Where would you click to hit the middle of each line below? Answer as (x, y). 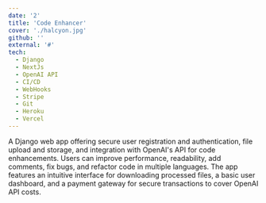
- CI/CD (28, 82)
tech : (17, 52)
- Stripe (30, 97)
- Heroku (30, 112)
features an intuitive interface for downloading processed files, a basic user (132, 174)
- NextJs (30, 67)
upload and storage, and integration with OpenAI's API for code (112, 149)
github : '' (26, 38)
